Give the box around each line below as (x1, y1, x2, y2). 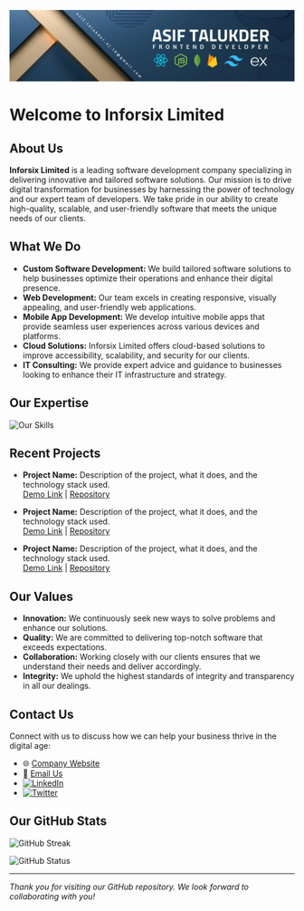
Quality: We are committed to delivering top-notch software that (22, 632, 263, 644)
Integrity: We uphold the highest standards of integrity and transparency (22, 671, 295, 682)
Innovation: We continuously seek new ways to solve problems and (22, 613, 276, 624)
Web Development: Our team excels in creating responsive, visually (22, 292, 278, 303)
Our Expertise (9, 395, 90, 411)
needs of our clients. (9, 213, 86, 223)
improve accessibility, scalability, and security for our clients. (22, 350, 251, 361)
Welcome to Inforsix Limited (9, 105, 224, 125)
